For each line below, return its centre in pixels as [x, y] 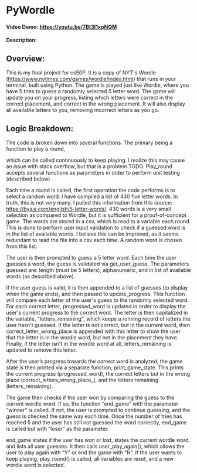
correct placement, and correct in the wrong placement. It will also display [96, 104]
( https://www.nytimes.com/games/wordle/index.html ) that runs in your [91, 79]
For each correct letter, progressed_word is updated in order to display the [96, 306]
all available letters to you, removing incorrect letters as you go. [83, 110]
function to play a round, [36, 149]
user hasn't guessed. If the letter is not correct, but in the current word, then [98, 325]
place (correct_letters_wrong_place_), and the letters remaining [82, 380]
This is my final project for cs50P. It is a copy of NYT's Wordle [81, 73]
